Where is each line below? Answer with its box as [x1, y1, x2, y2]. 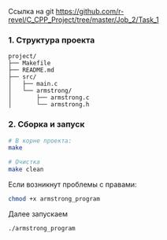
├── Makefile [8, 59, 51, 68]
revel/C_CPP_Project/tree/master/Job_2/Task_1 [8, 15, 159, 24]
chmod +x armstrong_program [8, 195, 101, 203]
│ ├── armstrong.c [8, 94, 90, 102]
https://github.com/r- [55, 7, 124, 16]
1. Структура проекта [8, 35, 95, 46]
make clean [8, 165, 44, 174]
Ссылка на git [8, 7, 54, 16]
